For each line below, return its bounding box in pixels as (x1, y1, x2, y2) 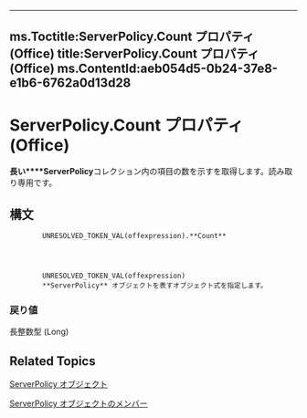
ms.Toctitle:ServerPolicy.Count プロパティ (9, 29, 255, 45)
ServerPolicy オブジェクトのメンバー (9, 398, 148, 409)
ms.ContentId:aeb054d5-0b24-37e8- (57, 61, 279, 77)
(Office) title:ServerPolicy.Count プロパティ (9, 47, 260, 62)
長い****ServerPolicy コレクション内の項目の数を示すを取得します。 (9, 166, 270, 177)
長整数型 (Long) (9, 326, 69, 338)
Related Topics (9, 353, 96, 369)
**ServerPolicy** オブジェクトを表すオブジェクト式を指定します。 (42, 281, 268, 290)
